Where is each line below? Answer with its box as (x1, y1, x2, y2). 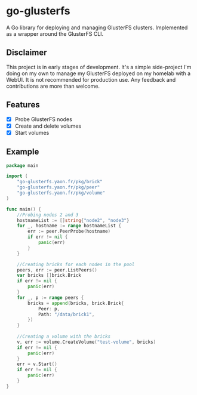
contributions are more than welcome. (6, 82, 100, 90)
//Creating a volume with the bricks (17, 334, 111, 340)
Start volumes (14, 129, 50, 136)
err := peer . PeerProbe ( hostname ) (27, 229, 111, 234)
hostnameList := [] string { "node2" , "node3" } (17, 217, 130, 223)
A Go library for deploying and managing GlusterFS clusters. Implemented (6, 24, 188, 31)
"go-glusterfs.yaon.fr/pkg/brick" (17, 179, 103, 185)
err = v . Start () (17, 361, 58, 368)
